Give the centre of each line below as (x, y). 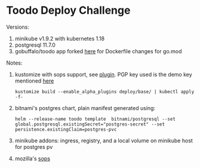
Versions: (18, 27)
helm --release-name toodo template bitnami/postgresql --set (95, 119)
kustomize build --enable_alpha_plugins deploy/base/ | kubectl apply (104, 91)
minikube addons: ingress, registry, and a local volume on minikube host (104, 140)
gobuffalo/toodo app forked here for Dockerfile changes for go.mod (98, 51)
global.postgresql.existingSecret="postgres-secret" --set (90, 124)
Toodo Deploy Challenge (68, 10)
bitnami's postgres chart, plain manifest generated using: (85, 108)
